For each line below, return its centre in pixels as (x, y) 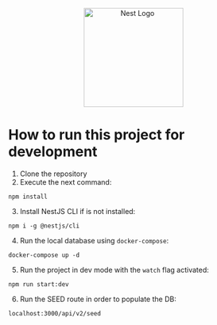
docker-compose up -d (44, 255)
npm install (28, 197)
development (53, 152)
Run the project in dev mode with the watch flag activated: (114, 270)
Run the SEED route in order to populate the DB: (98, 299)
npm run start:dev (39, 284)
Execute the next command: (66, 182)
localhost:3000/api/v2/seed (55, 313)
